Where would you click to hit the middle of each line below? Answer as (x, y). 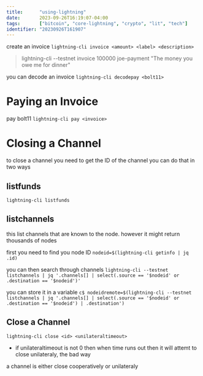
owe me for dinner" (46, 65)
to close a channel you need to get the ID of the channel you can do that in (101, 161)
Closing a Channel (54, 143)
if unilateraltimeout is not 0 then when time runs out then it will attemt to (106, 348)
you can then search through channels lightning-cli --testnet (87, 269)
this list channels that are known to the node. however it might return (93, 234)
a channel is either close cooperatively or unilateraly (72, 366)
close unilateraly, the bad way (53, 354)
